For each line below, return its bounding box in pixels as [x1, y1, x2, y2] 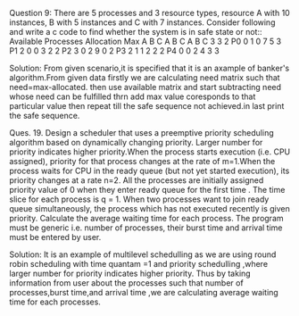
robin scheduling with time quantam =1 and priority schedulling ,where [9, 259, 269, 269]
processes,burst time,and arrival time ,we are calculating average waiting [9, 287, 278, 297]
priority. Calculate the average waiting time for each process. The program [9, 213, 284, 223]
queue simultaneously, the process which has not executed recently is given [9, 204, 290, 213]
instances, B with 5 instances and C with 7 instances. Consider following [9, 17, 276, 28]
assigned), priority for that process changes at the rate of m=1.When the [9, 156, 276, 166]
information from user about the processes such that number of [9, 278, 244, 288]
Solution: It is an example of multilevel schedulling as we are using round [9, 249, 277, 260]
